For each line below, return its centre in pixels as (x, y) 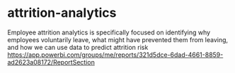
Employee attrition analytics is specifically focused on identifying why (109, 32)
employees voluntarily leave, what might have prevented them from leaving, (118, 39)
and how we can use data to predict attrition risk (78, 47)
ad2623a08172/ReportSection (51, 62)
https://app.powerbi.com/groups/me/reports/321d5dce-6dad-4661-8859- (115, 55)
